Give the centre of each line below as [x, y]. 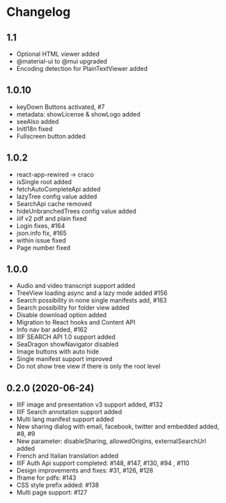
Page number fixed [43, 247]
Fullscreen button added [51, 136]
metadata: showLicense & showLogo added [78, 114]
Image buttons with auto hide [58, 351]
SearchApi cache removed [54, 203]
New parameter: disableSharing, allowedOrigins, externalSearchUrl [111, 441]
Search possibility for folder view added [73, 308]
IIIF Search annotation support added [69, 412]
